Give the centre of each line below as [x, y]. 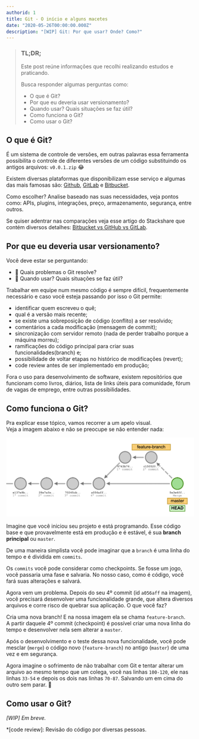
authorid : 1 [21, 13]
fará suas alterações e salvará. [44, 581]
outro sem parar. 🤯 [29, 685]
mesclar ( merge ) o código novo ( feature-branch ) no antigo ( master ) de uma [98, 648]
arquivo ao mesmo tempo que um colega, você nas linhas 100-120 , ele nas [97, 672]
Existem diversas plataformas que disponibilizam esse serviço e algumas [96, 179]
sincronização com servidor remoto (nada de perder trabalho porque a [102, 334]
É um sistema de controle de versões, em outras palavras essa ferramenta [97, 154]
